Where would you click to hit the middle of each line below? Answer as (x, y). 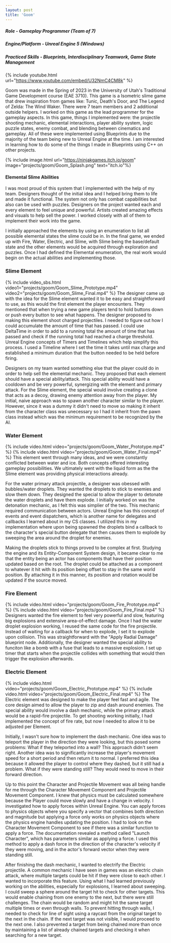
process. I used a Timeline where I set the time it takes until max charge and (85, 347)
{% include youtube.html (31, 75)
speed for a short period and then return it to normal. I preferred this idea (82, 758)
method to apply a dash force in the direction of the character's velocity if (83, 844)
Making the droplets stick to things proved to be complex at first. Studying (83, 548)
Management (20, 62)
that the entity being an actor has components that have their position (79, 559)
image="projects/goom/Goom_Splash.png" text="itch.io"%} (68, 165)
